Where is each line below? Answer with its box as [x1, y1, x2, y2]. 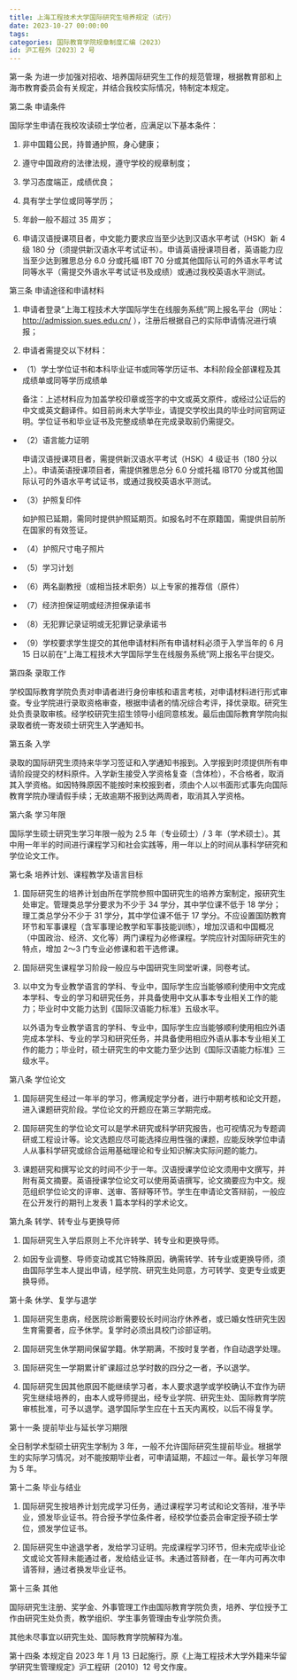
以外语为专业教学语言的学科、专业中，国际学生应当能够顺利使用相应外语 [21, 1022, 286, 1033]
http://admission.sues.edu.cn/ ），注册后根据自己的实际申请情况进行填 [21, 316, 277, 326]
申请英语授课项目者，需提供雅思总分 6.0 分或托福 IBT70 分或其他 [41, 465, 276, 475]
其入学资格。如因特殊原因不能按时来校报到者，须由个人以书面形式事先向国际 [9, 779, 288, 790]
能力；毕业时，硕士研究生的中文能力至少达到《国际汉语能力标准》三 [37, 1044, 286, 1055]
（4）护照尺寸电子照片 [21, 543, 105, 554]
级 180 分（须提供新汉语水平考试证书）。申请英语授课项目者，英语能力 [21, 245, 276, 255]
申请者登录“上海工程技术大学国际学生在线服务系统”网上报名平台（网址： [21, 304, 286, 315]
